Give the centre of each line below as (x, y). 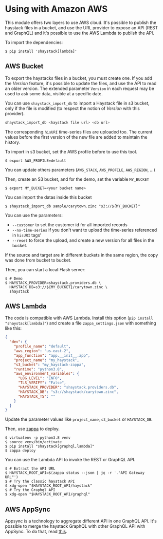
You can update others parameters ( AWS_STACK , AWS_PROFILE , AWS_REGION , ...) (80, 170)
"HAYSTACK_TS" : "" (36, 396)
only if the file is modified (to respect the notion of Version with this (72, 108)
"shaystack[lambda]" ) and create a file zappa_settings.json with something (81, 323)
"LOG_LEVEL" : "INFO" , (40, 378)
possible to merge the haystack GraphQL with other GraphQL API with (75, 526)
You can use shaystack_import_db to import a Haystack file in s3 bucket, (77, 103)
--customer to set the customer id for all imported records (70, 225)
